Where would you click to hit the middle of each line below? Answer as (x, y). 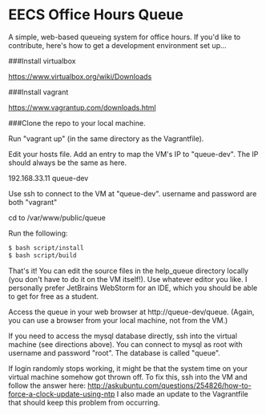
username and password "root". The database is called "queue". (114, 353)
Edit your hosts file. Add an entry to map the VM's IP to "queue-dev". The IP (133, 154)
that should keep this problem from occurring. (84, 402)
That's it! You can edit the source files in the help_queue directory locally (129, 271)
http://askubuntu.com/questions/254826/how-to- (170, 385)
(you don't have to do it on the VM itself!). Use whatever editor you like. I (128, 279)
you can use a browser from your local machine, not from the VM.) (118, 320)
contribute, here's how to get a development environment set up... (117, 45)
